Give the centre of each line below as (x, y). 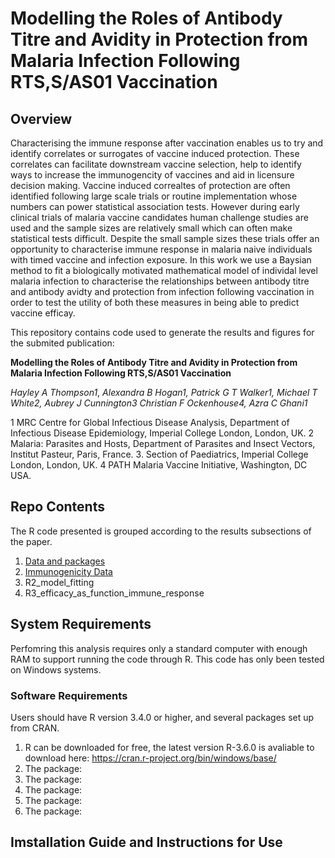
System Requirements (81, 624)
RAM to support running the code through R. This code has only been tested (167, 659)
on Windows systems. (56, 669)
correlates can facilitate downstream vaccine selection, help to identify (156, 164)
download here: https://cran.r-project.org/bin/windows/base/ (150, 758)
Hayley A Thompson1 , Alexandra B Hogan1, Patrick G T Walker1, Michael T (164, 392)
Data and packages (65, 561)
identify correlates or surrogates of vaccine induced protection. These (155, 153)
